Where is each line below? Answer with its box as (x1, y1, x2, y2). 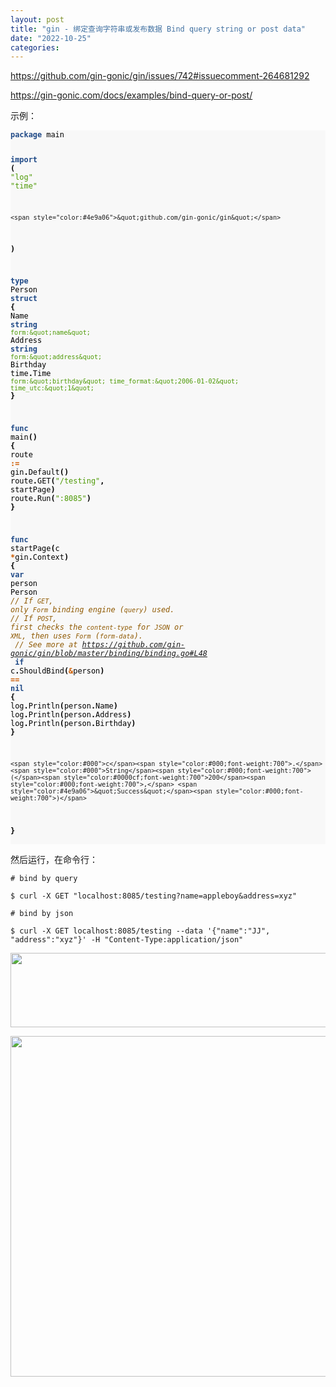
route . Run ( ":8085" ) (10, 494, 92, 504)
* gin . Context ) (10, 552, 70, 563)
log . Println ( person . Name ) (10, 701, 118, 711)
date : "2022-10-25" (10, 33, 92, 43)
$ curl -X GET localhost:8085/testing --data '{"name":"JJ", (10, 926, 271, 936)
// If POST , (10, 614, 58, 624)
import (10, 155, 38, 165)
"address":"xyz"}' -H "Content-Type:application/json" (10, 934, 244, 945)
